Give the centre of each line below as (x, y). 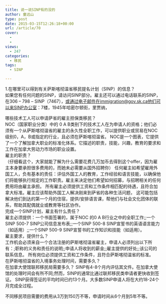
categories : (17, 56)
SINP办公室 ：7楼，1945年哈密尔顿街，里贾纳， (62, 108)
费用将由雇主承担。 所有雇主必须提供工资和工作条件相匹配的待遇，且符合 (79, 186)
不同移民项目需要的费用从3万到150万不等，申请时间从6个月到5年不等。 (78, 296)
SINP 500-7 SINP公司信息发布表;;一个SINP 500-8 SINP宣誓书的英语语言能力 (83, 224)
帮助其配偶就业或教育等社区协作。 (48, 205)
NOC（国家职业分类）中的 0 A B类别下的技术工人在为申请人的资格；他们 (79, 124)
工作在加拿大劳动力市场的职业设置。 (42, 149)
